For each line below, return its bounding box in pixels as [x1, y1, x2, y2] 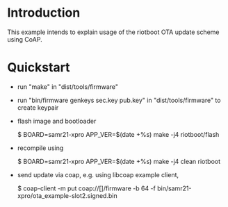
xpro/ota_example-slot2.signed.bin [17, 191, 117, 199]
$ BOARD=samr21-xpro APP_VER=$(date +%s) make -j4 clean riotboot [17, 157, 221, 165]
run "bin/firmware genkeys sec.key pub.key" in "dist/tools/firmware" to [17, 96, 221, 104]
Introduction [7, 5, 81, 21]
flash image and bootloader [17, 117, 97, 125]
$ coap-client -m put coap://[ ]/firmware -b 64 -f [17, 184, 156, 192]
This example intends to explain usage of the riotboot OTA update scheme [7, 28, 220, 36]
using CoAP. [7, 35, 43, 43]
